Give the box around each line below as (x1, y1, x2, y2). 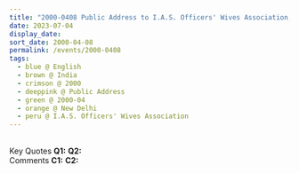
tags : (9, 54, 29, 63)
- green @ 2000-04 (17, 95, 86, 105)
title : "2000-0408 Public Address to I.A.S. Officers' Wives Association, (9, 12, 293, 22)
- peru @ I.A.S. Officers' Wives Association (17, 112, 190, 121)
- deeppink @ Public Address (17, 87, 125, 96)
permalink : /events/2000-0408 (9, 46, 122, 55)
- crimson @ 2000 (17, 79, 82, 88)
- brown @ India (17, 71, 77, 80)
